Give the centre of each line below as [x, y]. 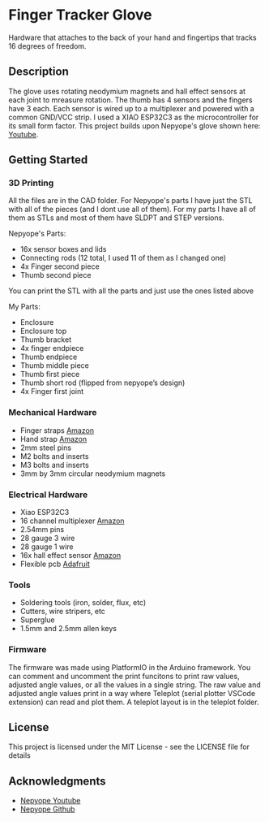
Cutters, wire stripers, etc [62, 612]
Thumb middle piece [54, 366]
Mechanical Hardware [53, 413]
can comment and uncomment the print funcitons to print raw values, [124, 676]
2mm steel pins [45, 448]
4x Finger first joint [52, 392]
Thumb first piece [50, 374]
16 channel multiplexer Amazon [72, 521]
